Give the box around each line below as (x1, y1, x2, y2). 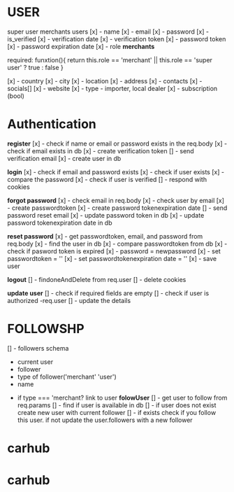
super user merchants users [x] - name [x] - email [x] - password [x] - (7, 27, 210, 36)
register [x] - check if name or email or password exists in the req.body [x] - (7, 139, 228, 148)
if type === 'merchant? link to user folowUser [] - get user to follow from (17, 393, 228, 402)
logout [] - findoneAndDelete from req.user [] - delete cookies (7, 275, 187, 283)
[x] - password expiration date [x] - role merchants (7, 42, 155, 50)
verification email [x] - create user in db (7, 154, 122, 162)
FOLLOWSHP (7, 321, 85, 337)
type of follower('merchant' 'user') (17, 372, 117, 381)
